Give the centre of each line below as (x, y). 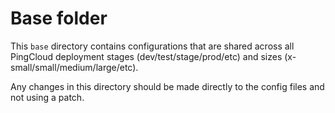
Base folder (59, 18)
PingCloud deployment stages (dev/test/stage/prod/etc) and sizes (146, 56)
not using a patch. (47, 97)
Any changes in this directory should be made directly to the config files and (167, 86)
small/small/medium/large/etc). (74, 67)
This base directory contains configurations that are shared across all (152, 46)
